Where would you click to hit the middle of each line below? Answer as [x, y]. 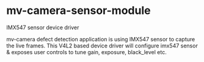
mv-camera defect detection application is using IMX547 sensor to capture [101, 39]
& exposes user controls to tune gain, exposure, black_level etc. [86, 52]
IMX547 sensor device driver [43, 27]
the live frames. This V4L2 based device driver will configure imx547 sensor [102, 46]
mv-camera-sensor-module [78, 11]
